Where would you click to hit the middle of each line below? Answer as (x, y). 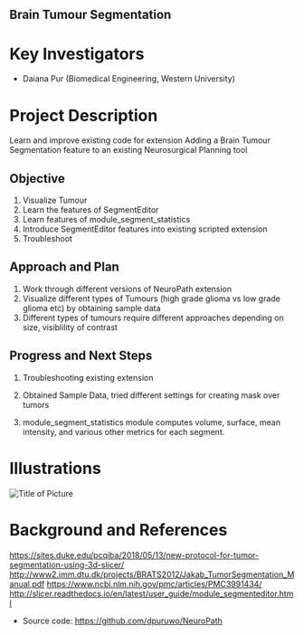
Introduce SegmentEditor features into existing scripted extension (145, 229)
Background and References (119, 530)
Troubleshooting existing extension (88, 377)
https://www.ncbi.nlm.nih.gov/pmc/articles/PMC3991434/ (154, 583)
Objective (38, 179)
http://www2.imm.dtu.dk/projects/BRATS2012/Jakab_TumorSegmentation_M (152, 574)
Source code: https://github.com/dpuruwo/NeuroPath (123, 621)
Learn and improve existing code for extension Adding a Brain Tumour (140, 140)
